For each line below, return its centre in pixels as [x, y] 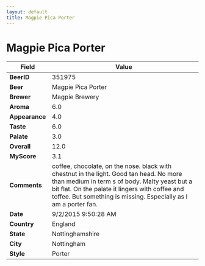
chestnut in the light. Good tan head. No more [117, 174]
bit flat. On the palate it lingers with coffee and [118, 189]
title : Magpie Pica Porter [41, 18]
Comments [26, 185]
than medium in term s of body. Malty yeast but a [122, 181]
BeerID [20, 77]
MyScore [23, 156]
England [63, 224]
